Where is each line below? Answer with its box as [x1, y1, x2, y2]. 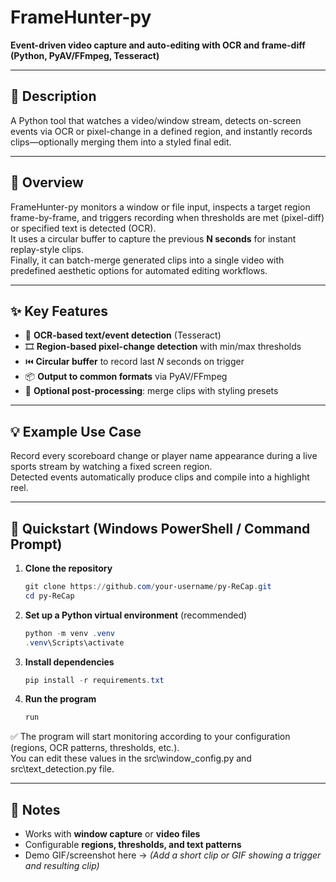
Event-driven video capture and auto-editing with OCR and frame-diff [10, 39, 306, 51]
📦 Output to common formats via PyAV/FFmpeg [24, 371, 228, 383]
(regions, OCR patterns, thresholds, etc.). [10, 742, 180, 754]
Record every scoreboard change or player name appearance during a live [10, 450, 318, 462]
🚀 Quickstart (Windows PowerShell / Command [10, 520, 311, 537]
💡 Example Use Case [10, 423, 142, 440]
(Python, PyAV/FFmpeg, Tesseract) [10, 49, 160, 61]
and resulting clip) [24, 860, 100, 872]
